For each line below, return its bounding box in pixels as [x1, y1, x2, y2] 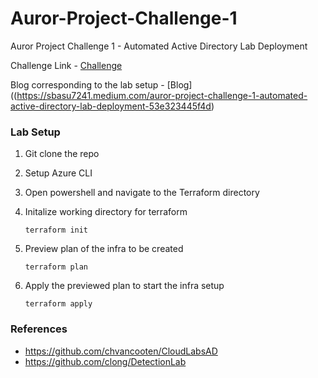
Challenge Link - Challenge [10, 59, 123, 71]
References [10, 322, 68, 336]
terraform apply [24, 299, 93, 309]
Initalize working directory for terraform [24, 206, 188, 218]
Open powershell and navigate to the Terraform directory [24, 187, 260, 199]
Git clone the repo [24, 148, 100, 160]
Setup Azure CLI [24, 167, 93, 179]
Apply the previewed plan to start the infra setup [24, 280, 225, 292]
